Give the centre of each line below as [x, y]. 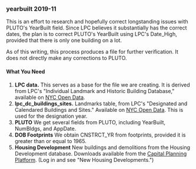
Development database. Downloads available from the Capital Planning [101, 153]
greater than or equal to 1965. [50, 141]
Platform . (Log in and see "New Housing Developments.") [84, 160]
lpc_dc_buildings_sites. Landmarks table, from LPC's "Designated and [101, 103]
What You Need [26, 71]
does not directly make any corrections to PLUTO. [67, 58]
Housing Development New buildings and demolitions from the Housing [102, 147]
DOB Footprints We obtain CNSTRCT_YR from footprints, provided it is [100, 135]
